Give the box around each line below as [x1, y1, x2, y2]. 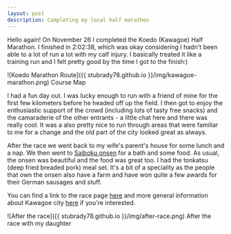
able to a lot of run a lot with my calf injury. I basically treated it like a [7, 50, 202, 58]
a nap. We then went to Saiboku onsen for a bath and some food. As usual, [7, 149, 220, 157]
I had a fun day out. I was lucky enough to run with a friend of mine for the [7, 91, 219, 100]
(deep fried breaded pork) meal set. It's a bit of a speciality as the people [7, 163, 215, 171]
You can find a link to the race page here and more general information [7, 191, 209, 200]
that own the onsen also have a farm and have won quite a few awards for [7, 170, 217, 179]
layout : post [7, 10, 45, 17]
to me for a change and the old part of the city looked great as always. [7, 128, 207, 136]
